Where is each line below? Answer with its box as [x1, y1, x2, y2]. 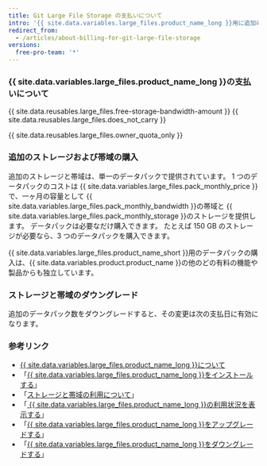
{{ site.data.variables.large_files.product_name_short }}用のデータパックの [8, 248, 252, 257]
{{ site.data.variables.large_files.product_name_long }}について [19, 360, 226, 370]
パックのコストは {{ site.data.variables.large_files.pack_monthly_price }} [21, 181, 258, 191]
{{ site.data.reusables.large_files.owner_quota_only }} [8, 130, 184, 140]
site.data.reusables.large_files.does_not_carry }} [8, 115, 167, 125]
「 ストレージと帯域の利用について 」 [19, 390, 139, 399]
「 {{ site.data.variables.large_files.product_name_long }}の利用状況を [19, 400, 249, 410]
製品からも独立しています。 [8, 268, 99, 277]
